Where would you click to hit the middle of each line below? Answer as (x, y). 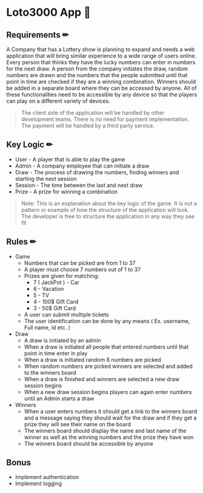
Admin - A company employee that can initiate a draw (82, 166)
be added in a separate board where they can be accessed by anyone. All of (101, 88)
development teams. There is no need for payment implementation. (105, 119)
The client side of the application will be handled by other (93, 113)
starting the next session (46, 178)
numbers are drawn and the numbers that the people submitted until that (97, 75)
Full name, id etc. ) (47, 327)
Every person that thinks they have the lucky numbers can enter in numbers (101, 62)
